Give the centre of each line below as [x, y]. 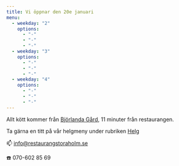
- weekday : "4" [31, 79]
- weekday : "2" [31, 23]
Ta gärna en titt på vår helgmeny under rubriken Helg [73, 131]
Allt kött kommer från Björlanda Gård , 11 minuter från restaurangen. [90, 119]
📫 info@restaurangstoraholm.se [47, 143]
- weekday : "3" [31, 51]
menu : [13, 18]
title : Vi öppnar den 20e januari [50, 12]
